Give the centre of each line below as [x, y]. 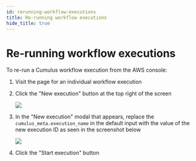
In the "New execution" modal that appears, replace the [85, 117]
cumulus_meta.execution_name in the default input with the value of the [102, 123]
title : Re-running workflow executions [57, 18]
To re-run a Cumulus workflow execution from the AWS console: [87, 70]
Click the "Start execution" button [57, 153]
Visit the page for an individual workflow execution [78, 82]
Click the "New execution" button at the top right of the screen [93, 94]
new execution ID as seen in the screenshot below [78, 130]
